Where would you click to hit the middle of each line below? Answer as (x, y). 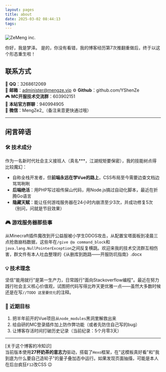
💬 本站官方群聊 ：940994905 (35, 104)
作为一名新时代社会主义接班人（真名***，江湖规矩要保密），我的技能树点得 (81, 160)
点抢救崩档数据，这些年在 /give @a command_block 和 (58, 242)
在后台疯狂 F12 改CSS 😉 (29, 364)
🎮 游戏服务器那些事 (29, 222)
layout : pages (20, 10)
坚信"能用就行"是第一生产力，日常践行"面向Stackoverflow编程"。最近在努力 (82, 280)
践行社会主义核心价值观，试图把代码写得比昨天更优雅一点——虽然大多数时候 (83, 286)
